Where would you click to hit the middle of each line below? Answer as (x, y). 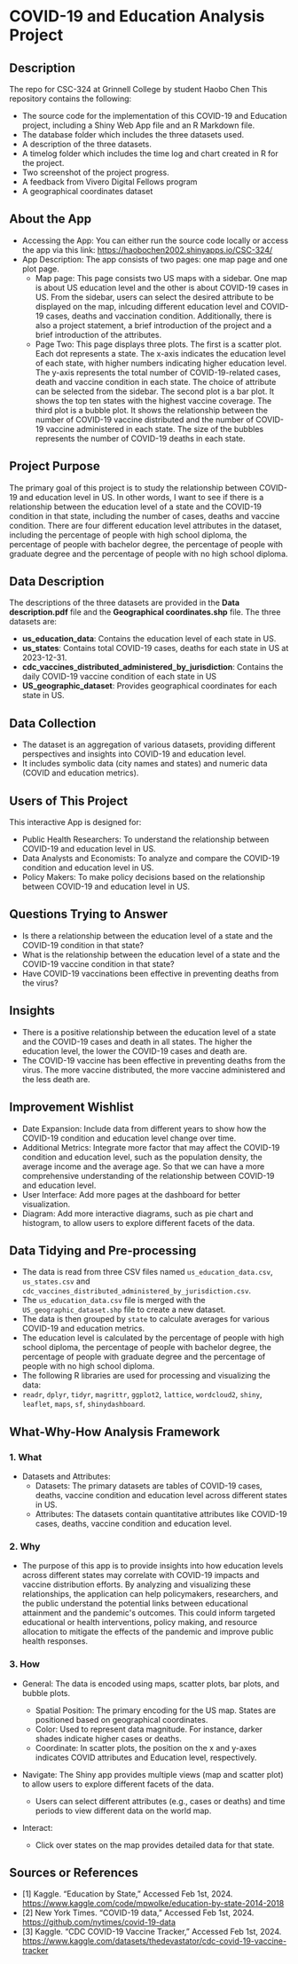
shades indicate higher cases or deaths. (108, 1738)
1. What (26, 1457)
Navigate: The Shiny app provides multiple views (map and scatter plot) (153, 1774)
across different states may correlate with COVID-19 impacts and (141, 1575)
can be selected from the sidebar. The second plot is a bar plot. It (155, 391)
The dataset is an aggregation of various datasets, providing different (149, 745)
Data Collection (53, 723)
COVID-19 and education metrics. (83, 1329)
